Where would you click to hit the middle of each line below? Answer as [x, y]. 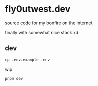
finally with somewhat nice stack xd [42, 32]
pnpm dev [14, 78]
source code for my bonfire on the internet [49, 23]
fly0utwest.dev [38, 9]
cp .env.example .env [28, 60]
